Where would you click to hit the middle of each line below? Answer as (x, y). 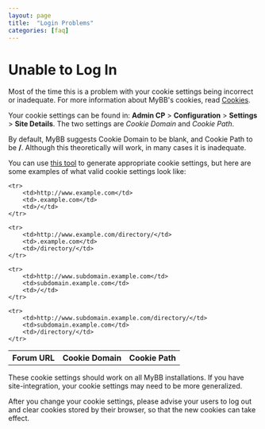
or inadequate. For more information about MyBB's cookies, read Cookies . (130, 100)
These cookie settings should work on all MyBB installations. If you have (126, 377)
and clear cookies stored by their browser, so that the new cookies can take (132, 410)
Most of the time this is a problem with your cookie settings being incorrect (131, 91)
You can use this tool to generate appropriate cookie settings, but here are (130, 163)
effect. (19, 419)
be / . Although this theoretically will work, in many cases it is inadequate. (127, 148)
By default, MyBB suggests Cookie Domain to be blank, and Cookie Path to (131, 139)
